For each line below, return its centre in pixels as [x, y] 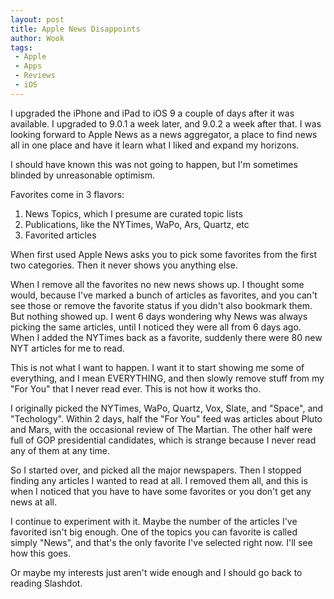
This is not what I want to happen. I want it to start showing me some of [157, 367]
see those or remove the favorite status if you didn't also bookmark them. [161, 305]
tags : [21, 47]
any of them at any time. [60, 450]
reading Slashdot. [46, 583]
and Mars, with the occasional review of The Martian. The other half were [161, 429]
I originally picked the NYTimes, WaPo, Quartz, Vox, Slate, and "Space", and [167, 408]
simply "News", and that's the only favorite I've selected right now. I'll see [161, 542]
